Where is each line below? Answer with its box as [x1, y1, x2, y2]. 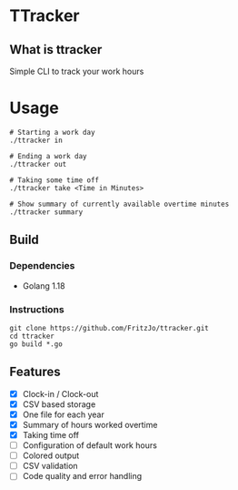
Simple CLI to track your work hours [9, 66, 144, 77]
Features [9, 364, 61, 380]
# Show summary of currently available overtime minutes [9, 199, 230, 209]
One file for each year [22, 409, 104, 420]
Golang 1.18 [22, 280, 65, 291]
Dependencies [9, 260, 75, 272]
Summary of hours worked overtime [22, 419, 158, 430]
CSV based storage [22, 398, 96, 410]
